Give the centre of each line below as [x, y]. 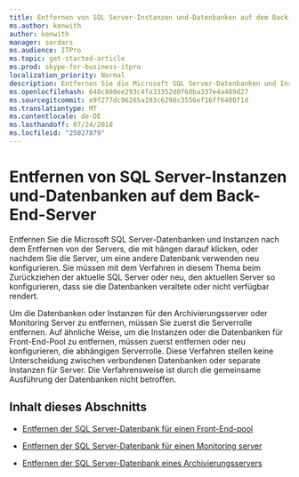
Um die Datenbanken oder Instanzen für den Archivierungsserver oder [139, 313]
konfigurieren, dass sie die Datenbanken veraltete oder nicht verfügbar [139, 286]
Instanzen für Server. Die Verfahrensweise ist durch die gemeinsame [135, 370]
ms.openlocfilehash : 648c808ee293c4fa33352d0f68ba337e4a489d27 [129, 91]
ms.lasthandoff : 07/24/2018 [61, 125]
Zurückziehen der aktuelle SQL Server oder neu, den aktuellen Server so [142, 277]
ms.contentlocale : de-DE [55, 116]
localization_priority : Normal [67, 76]
